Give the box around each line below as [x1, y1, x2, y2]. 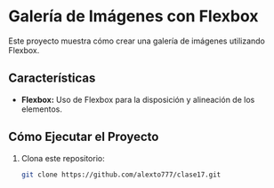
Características [8, 71, 96, 86]
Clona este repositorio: [20, 153, 105, 163]
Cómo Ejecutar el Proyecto [8, 129, 159, 145]
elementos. [20, 104, 63, 114]
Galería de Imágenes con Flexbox [8, 6, 259, 27]
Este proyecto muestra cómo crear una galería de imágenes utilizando [8, 35, 266, 46]
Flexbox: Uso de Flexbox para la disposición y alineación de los [20, 94, 255, 105]
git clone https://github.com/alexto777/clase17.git [20, 170, 222, 179]
